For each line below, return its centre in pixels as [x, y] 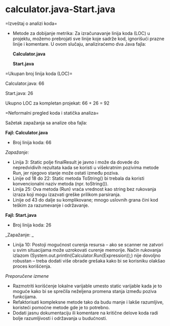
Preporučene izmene [27, 276]
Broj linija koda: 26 [32, 225]
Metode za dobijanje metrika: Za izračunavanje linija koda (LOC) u [81, 33]
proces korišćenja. [32, 266]
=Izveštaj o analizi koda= [31, 23]
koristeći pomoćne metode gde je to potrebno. [61, 307]
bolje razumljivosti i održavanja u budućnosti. [60, 318]
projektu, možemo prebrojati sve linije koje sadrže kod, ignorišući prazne [89, 39]
